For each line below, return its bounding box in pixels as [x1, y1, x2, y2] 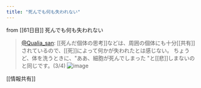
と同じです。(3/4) [21, 62, 66, 69]
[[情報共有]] [6, 75, 36, 82]
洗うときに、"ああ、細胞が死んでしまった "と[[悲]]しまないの [42, 54, 195, 61]
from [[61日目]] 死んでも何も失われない [6, 26, 104, 33]
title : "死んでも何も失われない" [6, 8, 81, 15]
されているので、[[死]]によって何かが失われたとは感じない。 [21, 47, 172, 54]
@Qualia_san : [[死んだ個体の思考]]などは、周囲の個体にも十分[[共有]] [21, 39, 196, 46]
